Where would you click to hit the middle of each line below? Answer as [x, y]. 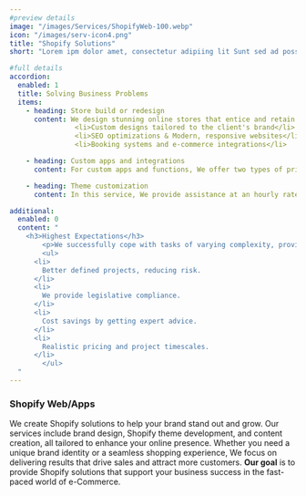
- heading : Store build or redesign [96, 110]
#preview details [42, 18]
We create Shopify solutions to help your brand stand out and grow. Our [144, 424]
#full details [36, 68]
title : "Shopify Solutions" [63, 43]
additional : [32, 211]
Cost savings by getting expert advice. [120, 321]
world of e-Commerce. [78, 482]
